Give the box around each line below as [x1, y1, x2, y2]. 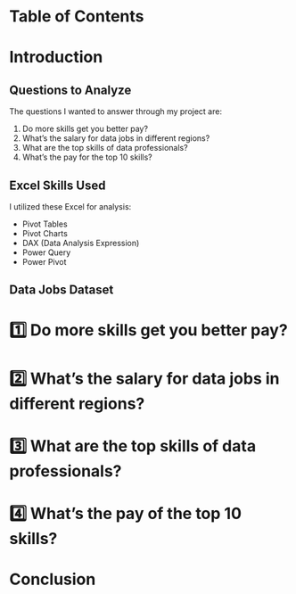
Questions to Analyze [9, 82, 132, 97]
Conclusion [9, 569, 96, 590]
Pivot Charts [21, 228, 69, 238]
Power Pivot [21, 257, 67, 267]
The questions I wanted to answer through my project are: [9, 106, 223, 117]
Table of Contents [9, 6, 144, 27]
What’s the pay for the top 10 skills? [21, 152, 153, 162]
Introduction [9, 47, 103, 68]
